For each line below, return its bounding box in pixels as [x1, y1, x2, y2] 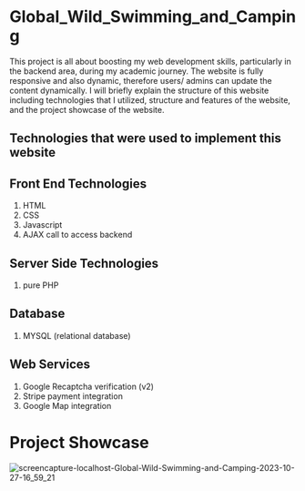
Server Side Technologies [9, 255, 159, 271]
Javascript [22, 220, 63, 230]
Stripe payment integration [22, 390, 123, 402]
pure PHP [22, 280, 59, 291]
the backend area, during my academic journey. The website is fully [9, 66, 264, 77]
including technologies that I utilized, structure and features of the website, [9, 94, 291, 106]
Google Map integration [22, 400, 112, 411]
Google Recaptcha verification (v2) [22, 381, 155, 392]
